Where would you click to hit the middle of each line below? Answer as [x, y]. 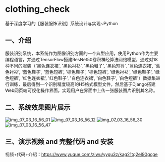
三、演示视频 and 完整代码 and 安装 [59, 142]
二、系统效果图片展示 [38, 107]
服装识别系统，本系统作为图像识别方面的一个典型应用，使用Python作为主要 [82, 53]
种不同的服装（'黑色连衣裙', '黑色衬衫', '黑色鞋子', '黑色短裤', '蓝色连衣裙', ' [81, 66]
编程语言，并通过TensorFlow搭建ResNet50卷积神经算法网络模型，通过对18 [82, 59]
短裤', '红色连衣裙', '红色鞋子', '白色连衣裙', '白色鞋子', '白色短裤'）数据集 [82, 78]
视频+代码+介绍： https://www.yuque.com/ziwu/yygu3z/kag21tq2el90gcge [82, 155]
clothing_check [38, 9]
